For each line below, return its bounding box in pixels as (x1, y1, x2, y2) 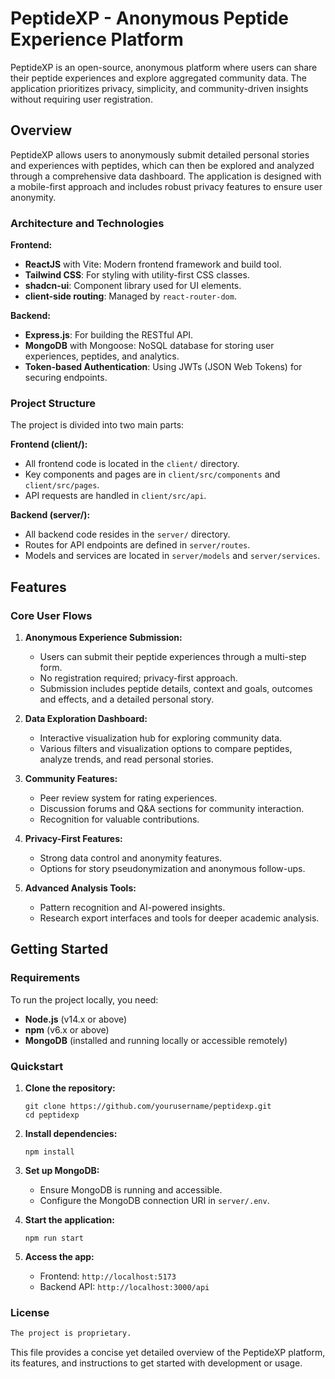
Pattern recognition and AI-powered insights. (39, 902, 226, 914)
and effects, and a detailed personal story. (39, 693, 215, 706)
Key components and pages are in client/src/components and (24, 468, 281, 481)
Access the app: (24, 1251, 95, 1263)
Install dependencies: (24, 1128, 118, 1140)
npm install (24, 1147, 75, 1157)
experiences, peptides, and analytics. (24, 350, 180, 362)
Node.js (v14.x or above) (24, 1013, 128, 1025)
